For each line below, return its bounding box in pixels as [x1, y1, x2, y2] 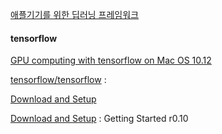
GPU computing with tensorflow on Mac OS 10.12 [10, 54, 212, 67]
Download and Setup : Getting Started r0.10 [10, 113, 189, 125]
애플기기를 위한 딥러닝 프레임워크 [10, 9, 140, 20]
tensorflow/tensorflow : [10, 74, 107, 86]
